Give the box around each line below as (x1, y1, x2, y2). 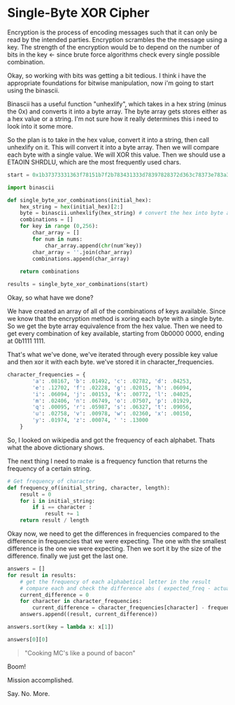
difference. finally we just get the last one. (7, 552, 128, 560)
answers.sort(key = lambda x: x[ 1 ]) (7, 624, 114, 631)
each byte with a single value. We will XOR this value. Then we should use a (7, 150, 226, 159)
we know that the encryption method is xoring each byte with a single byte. (7, 315, 225, 323)
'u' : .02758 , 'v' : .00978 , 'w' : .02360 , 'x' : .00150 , (32, 411, 192, 418)
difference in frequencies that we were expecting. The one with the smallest (7, 537, 227, 546)
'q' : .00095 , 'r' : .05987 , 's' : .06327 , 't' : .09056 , (32, 404, 192, 411)
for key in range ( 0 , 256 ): (20, 222, 99, 230)
